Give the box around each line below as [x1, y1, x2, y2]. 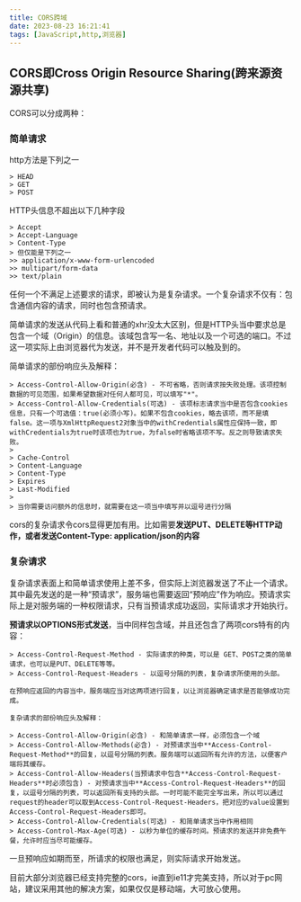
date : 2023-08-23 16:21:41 [9, 22, 111, 31]
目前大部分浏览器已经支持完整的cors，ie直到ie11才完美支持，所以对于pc [9, 871, 275, 882]
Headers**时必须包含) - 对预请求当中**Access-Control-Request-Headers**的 [9, 779, 279, 788]
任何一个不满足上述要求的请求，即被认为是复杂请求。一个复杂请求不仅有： [9, 289, 285, 299]
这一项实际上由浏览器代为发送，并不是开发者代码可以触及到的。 [9, 342, 245, 353]
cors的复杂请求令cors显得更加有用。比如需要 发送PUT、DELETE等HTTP [9, 519, 275, 531]
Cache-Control [17, 453, 70, 463]
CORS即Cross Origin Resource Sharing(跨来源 [9, 65, 271, 81]
